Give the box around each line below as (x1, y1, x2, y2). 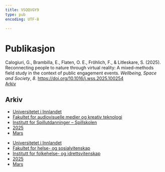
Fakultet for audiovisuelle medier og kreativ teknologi (12, 114, 122, 120)
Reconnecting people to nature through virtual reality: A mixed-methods (5, 65, 154, 71)
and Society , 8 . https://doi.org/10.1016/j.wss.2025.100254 (5, 75, 124, 81)
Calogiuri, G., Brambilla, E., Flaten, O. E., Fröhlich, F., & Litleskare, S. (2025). (5, 59, 161, 65)
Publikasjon (5, 43, 55, 54)
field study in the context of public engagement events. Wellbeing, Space (5, 70, 157, 76)
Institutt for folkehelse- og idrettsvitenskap (12, 150, 101, 156)
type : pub (5, 12, 26, 17)
